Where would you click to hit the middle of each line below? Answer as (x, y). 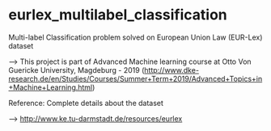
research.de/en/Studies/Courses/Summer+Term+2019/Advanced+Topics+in (135, 78)
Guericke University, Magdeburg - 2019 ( (76, 70)
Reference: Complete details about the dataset (86, 103)
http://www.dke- (172, 70)
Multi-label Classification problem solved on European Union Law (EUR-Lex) (135, 37)
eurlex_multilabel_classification (118, 15)
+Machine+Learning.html (51, 87)
